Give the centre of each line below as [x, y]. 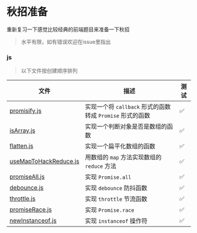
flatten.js [22, 146]
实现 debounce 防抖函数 [116, 188]
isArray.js [23, 131]
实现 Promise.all [108, 177]
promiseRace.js [31, 210]
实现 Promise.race [110, 210]
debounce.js [27, 188]
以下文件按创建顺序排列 [49, 71]
